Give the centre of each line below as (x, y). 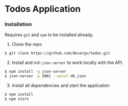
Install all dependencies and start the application (61, 85)
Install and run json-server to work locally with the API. (67, 63)
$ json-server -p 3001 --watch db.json (45, 76)
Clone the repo (27, 44)
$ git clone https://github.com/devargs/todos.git (57, 53)
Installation (18, 24)
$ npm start (17, 99)
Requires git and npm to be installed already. (49, 35)
